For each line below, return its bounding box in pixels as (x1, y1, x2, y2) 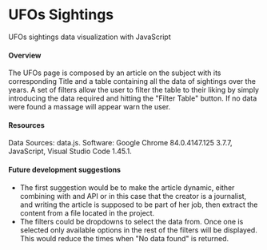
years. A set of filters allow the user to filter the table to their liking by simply (8, 85, 260, 95)
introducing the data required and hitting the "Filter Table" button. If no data (8, 93, 257, 103)
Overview (8, 50, 42, 60)
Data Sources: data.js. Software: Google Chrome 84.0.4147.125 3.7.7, (8, 138, 233, 148)
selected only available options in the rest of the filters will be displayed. (19, 225, 257, 235)
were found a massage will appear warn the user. (8, 102, 171, 112)
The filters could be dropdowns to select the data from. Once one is (19, 216, 244, 226)
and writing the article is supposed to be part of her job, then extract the (19, 200, 258, 209)
